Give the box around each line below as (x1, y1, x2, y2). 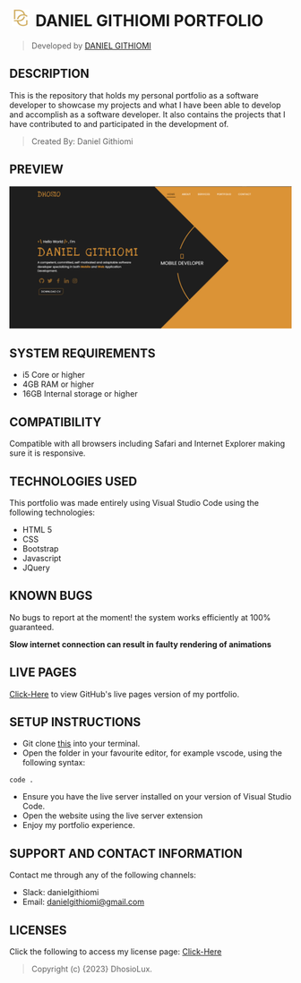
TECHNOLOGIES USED (9, 474, 137, 489)
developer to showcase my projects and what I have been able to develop (9, 99, 281, 110)
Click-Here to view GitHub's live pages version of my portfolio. (9, 688, 240, 699)
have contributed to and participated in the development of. (9, 118, 229, 129)
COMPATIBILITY (9, 415, 101, 430)
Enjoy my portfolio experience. (21, 820, 136, 831)
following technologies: (9, 507, 96, 517)
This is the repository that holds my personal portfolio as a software (9, 90, 259, 100)
